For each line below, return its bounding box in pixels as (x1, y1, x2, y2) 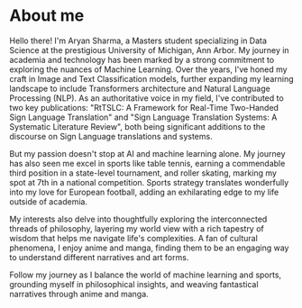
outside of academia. (9, 195, 88, 207)
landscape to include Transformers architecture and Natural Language (9, 83, 270, 94)
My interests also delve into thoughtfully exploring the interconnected (9, 213, 268, 224)
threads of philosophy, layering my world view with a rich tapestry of (9, 222, 264, 234)
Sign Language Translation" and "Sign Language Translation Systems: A (9, 112, 278, 122)
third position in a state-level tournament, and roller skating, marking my (9, 168, 278, 178)
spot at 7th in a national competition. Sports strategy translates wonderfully (9, 177, 289, 187)
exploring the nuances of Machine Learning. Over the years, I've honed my (9, 64, 288, 75)
